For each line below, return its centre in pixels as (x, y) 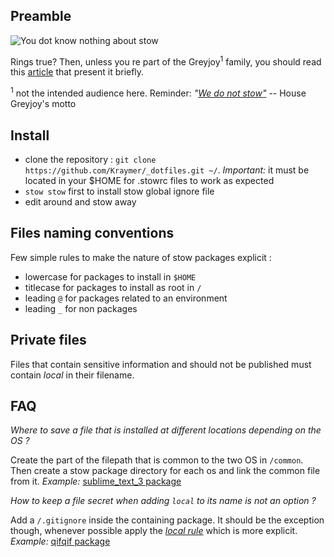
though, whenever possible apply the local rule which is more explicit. (154, 531)
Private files (48, 340)
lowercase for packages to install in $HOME (110, 276)
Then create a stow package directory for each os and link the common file (165, 471)
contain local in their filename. (72, 375)
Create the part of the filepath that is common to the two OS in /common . (157, 460)
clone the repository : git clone (90, 159)
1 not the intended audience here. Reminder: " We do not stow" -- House (158, 92)
